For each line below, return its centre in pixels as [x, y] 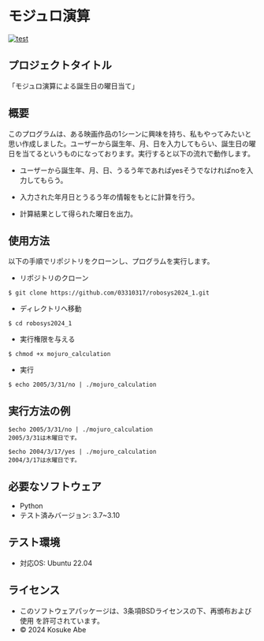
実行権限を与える [47, 339]
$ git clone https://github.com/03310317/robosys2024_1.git [109, 293]
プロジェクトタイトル [60, 65]
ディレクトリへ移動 [50, 309]
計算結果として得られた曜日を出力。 [78, 213]
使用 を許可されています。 [61, 620]
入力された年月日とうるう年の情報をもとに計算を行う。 [109, 197]
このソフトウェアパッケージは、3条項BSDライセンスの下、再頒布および [136, 611]
